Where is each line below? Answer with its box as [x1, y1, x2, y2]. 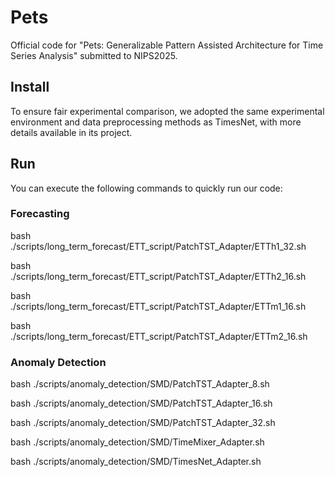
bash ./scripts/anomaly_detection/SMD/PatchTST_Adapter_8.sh [10, 378, 270, 390]
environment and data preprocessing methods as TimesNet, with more [10, 116, 302, 128]
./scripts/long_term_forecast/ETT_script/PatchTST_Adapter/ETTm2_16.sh [10, 330, 308, 342]
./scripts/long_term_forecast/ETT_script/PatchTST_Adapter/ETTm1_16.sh [10, 300, 307, 312]
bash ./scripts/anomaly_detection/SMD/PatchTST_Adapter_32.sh [10, 417, 276, 429]
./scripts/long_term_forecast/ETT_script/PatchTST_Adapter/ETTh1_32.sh [10, 240, 307, 252]
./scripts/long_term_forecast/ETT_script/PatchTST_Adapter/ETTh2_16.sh [10, 270, 307, 282]
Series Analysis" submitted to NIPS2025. [10, 49, 178, 61]
